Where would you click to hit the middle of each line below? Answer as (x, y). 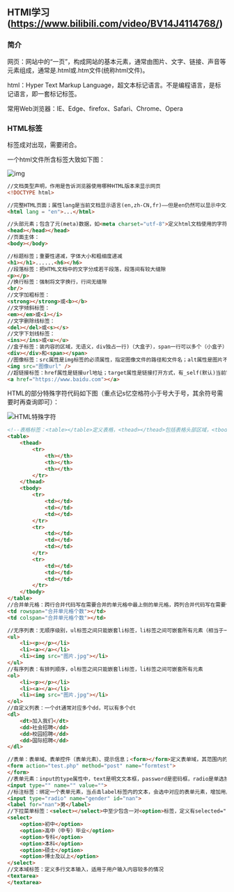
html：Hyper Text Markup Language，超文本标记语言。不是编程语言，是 (111, 85)
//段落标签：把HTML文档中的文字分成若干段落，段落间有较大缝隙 (87, 269)
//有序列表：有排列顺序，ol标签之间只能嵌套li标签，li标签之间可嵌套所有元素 (105, 669)
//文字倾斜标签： (29, 308)
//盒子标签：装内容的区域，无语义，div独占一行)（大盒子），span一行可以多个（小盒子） (117, 347)
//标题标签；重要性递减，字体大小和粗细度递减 (65, 256)
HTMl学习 (29, 13)
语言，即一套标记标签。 (47, 93)
